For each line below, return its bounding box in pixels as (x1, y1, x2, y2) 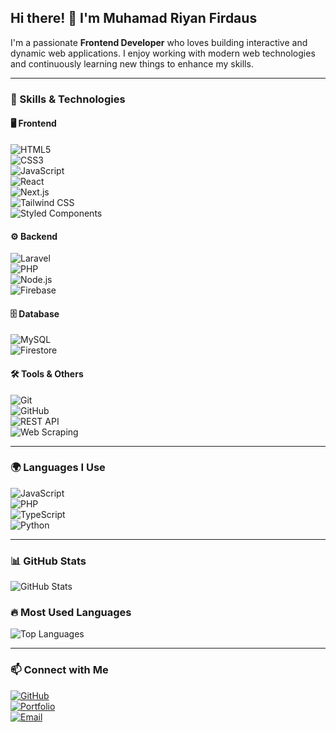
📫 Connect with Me (10, 663, 109, 677)
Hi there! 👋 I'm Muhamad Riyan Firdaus (10, 10, 258, 27)
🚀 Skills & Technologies (10, 92, 126, 106)
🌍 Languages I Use (10, 461, 106, 475)
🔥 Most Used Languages (10, 606, 132, 620)
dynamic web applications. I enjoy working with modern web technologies (10, 47, 316, 59)
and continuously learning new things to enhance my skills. (10, 57, 254, 70)
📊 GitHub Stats (10, 554, 87, 568)
